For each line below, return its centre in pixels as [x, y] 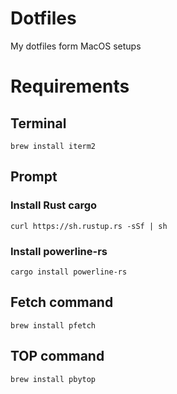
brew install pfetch [53, 325]
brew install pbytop [53, 379]
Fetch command [62, 302]
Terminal [38, 123]
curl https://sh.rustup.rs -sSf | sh [89, 226]
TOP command [57, 356]
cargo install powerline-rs [69, 272]
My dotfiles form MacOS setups [76, 46]
